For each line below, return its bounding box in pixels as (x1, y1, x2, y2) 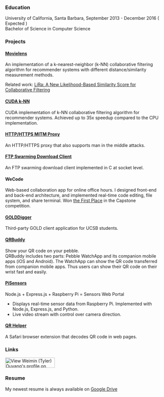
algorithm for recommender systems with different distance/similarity (5, 66, 147, 73)
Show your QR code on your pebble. (5, 248, 79, 254)
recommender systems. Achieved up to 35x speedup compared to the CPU (5, 115, 159, 121)
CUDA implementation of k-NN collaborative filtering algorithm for (5, 109, 140, 115)
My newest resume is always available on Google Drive (5, 386, 118, 392)
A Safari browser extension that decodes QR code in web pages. (5, 334, 137, 340)
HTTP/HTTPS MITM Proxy (5, 131, 60, 137)
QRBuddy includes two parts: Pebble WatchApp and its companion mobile (5, 253, 157, 259)
